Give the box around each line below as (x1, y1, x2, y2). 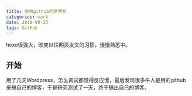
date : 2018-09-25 (6, 19, 49, 25)
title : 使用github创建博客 (6, 8, 67, 15)
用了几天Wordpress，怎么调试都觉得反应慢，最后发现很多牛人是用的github (6, 77, 186, 84)
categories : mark (6, 14, 49, 20)
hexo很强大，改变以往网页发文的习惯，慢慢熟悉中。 (6, 41, 131, 48)
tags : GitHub (6, 24, 38, 31)
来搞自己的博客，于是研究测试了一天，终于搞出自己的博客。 (6, 84, 150, 91)
